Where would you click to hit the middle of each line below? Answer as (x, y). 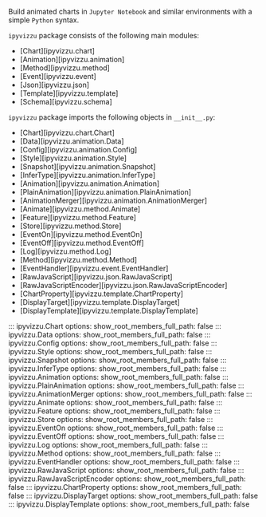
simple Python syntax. (44, 20)
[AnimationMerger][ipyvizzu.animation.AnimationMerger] (113, 200)
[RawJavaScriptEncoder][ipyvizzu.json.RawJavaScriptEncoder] (123, 285)
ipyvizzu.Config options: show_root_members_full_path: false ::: (113, 343)
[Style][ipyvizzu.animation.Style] (73, 158)
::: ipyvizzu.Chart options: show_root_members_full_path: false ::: (115, 326)
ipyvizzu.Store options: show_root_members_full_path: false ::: (111, 419)
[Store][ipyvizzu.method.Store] (70, 226)
